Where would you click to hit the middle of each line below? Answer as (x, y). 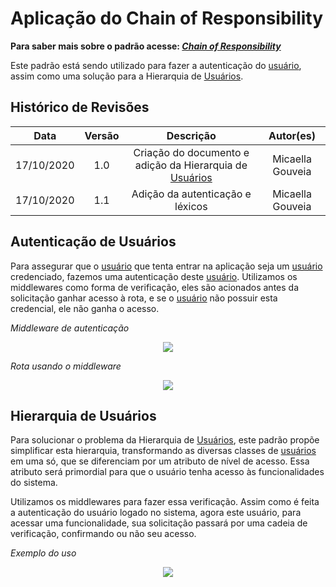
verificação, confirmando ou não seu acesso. (103, 534)
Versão (102, 135)
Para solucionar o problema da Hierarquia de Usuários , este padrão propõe (165, 440)
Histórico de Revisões (80, 107)
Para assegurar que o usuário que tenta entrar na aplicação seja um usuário (166, 266)
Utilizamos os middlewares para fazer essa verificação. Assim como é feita (165, 502)
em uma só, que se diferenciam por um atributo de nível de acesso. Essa (160, 461)
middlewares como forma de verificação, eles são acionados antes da (155, 287)
